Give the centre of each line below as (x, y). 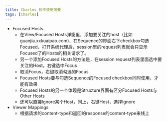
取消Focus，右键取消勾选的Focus (54, 71)
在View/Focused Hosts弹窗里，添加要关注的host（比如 (76, 34)
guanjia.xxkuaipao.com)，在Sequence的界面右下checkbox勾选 (84, 41)
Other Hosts (32, 96)
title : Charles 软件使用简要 (33, 10)
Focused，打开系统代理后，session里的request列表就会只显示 (84, 47)
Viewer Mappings (30, 107)
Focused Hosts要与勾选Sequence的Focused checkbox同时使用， (87, 78)
